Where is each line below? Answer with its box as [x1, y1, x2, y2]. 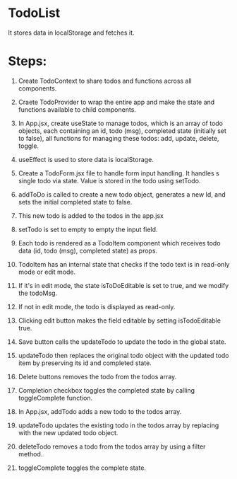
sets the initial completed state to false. [18, 197, 133, 206]
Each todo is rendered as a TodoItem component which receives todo [18, 238, 221, 247]
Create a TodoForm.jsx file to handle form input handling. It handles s [18, 168, 219, 178]
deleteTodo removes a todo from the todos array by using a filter [18, 442, 206, 451]
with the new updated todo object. [18, 428, 119, 437]
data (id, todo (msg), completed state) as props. [18, 246, 158, 255]
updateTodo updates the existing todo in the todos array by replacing [18, 421, 219, 429]
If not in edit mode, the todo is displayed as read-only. [18, 302, 176, 311]
